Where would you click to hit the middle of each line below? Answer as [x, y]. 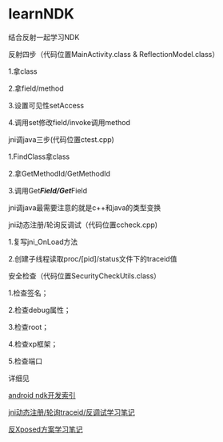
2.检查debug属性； [40, 310]
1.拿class [23, 71]
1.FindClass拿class [39, 156]
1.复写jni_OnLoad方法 [43, 241]
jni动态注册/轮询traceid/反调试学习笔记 [72, 412]
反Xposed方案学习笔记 [46, 429]
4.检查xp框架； [33, 344]
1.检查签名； [28, 293]
